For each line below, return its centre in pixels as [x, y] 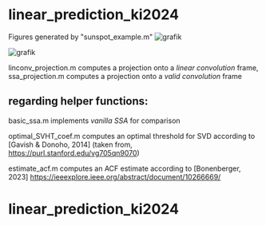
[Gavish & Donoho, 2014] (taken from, [71, 144]
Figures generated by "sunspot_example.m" [81, 37]
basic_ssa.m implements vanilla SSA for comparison [95, 120]
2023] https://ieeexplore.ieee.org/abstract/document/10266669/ [115, 176]
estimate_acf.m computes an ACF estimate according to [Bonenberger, [125, 168]
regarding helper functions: [78, 101]
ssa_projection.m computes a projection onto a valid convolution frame [125, 76]
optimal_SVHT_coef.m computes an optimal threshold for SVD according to [132, 136]
